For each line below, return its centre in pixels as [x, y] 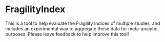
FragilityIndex [35, 9]
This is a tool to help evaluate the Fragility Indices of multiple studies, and [83, 23]
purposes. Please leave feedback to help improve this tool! [67, 34]
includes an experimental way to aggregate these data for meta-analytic [81, 28]
